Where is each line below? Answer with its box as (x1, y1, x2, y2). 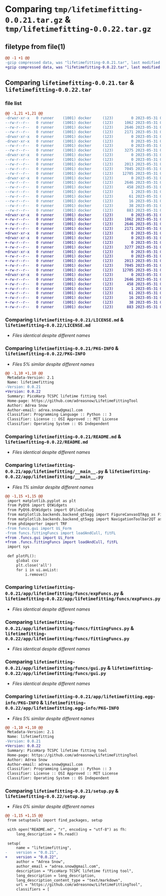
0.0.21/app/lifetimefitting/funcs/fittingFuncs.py (5, 625, 129, 631)
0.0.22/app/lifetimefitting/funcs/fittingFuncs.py (5, 636, 129, 641)
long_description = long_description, (16, 873, 96, 878)
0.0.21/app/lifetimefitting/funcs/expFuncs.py (5, 591, 120, 597)
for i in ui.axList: (16, 567, 58, 572)
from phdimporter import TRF (7, 521, 68, 526)
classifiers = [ (16, 887, 50, 892)
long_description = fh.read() (16, 832, 79, 837)
